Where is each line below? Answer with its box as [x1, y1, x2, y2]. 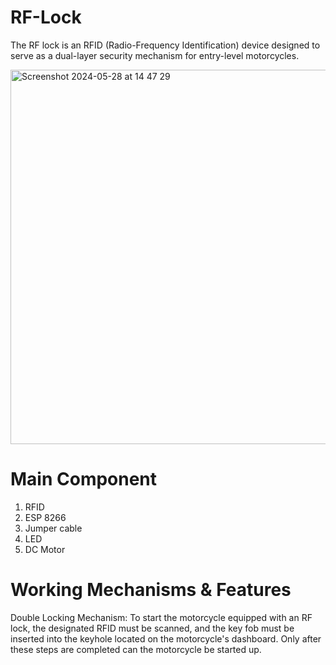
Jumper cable [24, 522, 83, 534]
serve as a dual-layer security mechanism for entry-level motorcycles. [10, 49, 300, 61]
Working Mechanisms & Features [10, 579, 292, 601]
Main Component [10, 468, 158, 491]
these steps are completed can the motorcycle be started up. [10, 643, 262, 655]
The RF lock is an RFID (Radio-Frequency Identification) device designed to [10, 39, 321, 51]
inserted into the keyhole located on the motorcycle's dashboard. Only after [10, 632, 322, 645]
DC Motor [24, 543, 66, 555]
